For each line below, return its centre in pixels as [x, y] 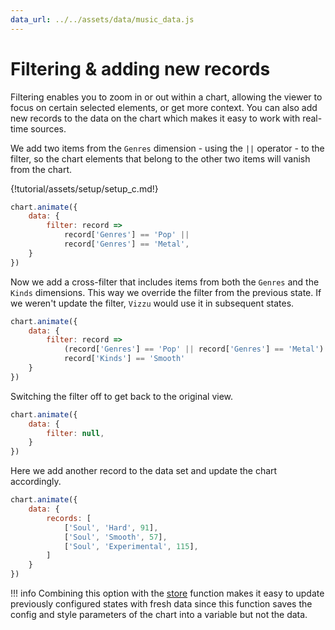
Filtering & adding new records [140, 68]
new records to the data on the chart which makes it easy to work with [155, 118]
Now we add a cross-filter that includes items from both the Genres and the [165, 282]
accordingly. [36, 482]
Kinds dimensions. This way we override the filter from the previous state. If [166, 292]
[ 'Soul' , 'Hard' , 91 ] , [111, 527]
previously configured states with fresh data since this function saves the [161, 604]
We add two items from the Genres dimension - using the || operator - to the [167, 148]
